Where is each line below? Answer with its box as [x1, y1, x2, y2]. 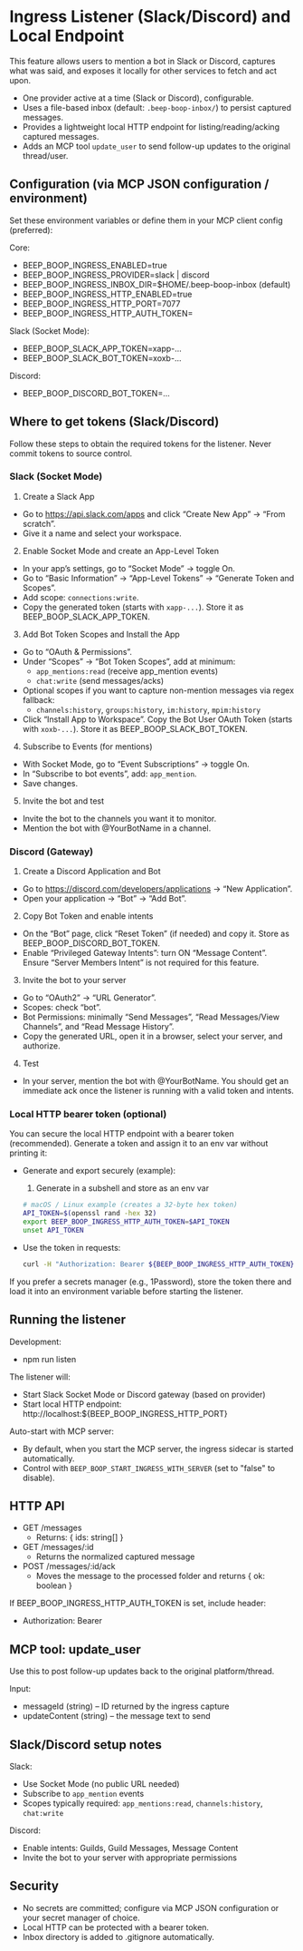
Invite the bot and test [22, 795, 105, 806]
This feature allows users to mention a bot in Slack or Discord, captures [9, 55, 276, 66]
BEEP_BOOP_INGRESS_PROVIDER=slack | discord [22, 269, 210, 280]
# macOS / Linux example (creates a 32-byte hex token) [22, 1200, 238, 1210]
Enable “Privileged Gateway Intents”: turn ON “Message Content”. [22, 948, 268, 959]
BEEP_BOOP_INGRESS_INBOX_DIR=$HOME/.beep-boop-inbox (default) [22, 278, 291, 289]
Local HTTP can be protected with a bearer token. [22, 1921, 210, 1933]
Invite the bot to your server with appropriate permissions [22, 1852, 238, 1863]
